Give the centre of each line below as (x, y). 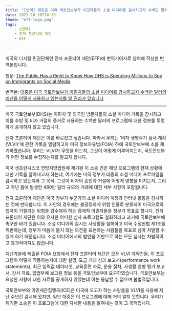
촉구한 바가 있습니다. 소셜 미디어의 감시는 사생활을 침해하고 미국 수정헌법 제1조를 (85, 223)
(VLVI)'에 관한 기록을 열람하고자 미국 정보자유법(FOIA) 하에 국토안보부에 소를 (82, 144)
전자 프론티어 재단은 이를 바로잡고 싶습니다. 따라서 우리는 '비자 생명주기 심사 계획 (86, 138)
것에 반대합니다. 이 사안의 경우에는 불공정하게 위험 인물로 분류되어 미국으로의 (87, 204)
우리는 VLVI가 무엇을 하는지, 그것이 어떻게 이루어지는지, (88, 150)
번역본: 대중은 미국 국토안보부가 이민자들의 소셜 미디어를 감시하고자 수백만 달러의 (86, 92)
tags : (11, 24)
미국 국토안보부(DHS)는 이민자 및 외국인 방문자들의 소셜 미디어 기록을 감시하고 (83, 114)
